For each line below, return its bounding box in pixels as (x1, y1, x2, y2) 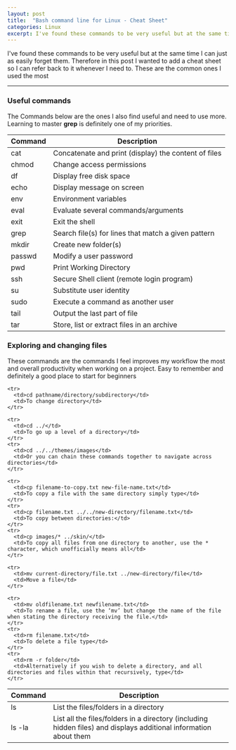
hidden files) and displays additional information (53, 723, 212, 732)
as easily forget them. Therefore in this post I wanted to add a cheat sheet (7, 57, 221, 65)
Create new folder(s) (53, 239, 122, 249)
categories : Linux (7, 23, 61, 30)
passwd (11, 251, 37, 261)
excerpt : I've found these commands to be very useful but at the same (7, 30, 221, 37)
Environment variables (53, 194, 127, 204)
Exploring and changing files (7, 341, 107, 351)
